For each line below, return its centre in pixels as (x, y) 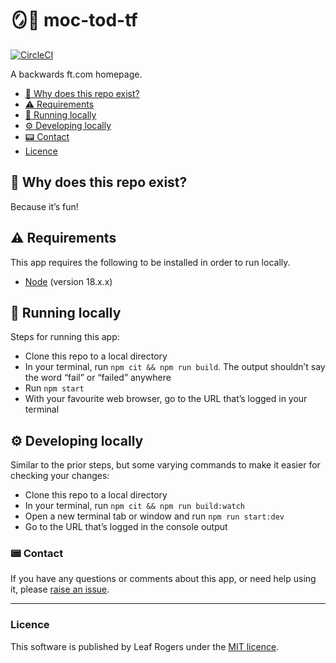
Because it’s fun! (44, 206)
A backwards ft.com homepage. (76, 74)
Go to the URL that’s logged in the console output (126, 527)
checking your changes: (60, 476)
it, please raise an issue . (60, 589)
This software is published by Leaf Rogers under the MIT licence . (145, 646)
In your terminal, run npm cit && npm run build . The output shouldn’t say (175, 367)
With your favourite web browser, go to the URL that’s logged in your (166, 399)
